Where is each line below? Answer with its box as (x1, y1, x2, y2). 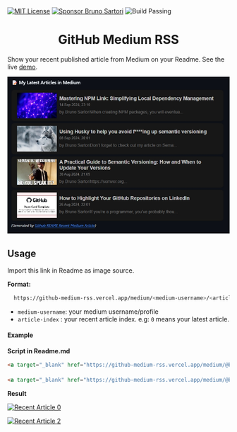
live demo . (7, 62, 37, 71)
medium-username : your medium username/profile (17, 307, 159, 316)
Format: (7, 280, 31, 288)
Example (7, 331, 34, 339)
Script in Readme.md (7, 347, 71, 356)
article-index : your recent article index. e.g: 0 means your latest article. (17, 314, 229, 323)
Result (7, 389, 27, 397)
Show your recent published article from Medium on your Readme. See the (7, 55, 225, 63)
